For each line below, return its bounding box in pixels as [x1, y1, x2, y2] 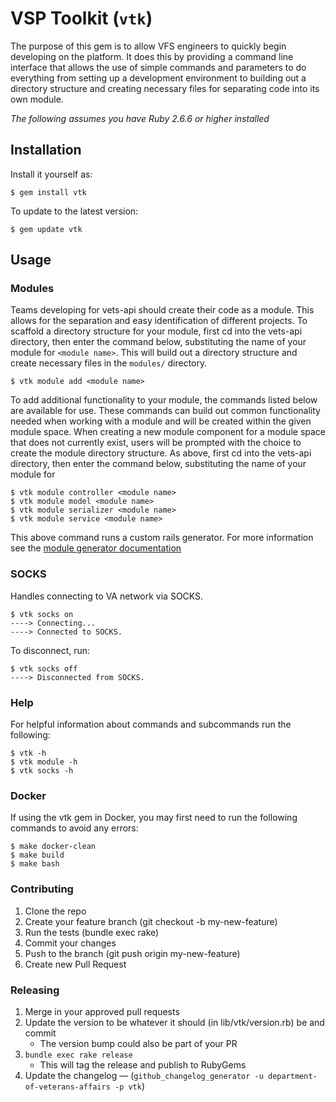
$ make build [10, 850, 65, 861]
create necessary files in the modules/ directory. [10, 357, 208, 369]
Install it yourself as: [10, 168, 93, 180]
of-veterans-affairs [24, 1082, 111, 1092]
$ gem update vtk [10, 224, 83, 234]
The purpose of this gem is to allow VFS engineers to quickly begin [10, 40, 287, 52]
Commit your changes [24, 937, 117, 949]
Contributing [10, 882, 74, 896]
